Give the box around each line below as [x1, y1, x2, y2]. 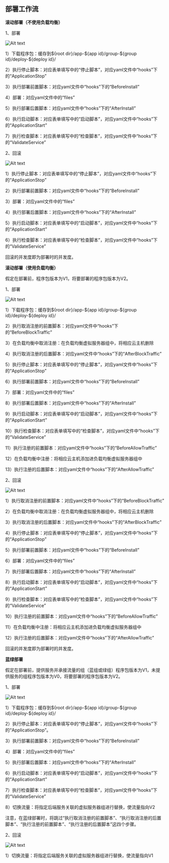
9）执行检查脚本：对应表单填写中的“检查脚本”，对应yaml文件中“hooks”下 [5, 596, 158, 602]
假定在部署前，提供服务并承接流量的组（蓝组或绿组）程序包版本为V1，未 [5, 667, 156, 673]
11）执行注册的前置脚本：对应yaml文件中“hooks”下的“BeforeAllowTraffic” [5, 444, 157, 451]
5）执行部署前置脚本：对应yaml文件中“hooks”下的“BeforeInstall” [5, 547, 140, 553]
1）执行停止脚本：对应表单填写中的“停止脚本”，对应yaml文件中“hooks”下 [5, 170, 157, 176]
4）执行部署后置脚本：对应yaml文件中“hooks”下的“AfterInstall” [5, 209, 136, 215]
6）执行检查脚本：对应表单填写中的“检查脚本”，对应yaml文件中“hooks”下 [5, 237, 158, 243]
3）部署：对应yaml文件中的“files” [5, 198, 75, 204]
